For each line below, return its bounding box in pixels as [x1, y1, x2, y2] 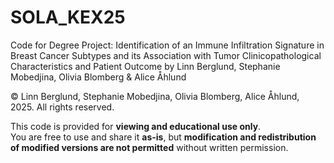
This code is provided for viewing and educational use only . [10, 120, 262, 132]
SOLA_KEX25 [10, 6, 126, 29]
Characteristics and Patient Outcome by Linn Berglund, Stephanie [10, 60, 281, 72]
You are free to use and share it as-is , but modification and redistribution [10, 131, 317, 143]
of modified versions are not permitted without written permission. [10, 141, 289, 153]
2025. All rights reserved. [10, 101, 115, 113]
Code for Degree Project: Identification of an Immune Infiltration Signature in [10, 39, 325, 51]
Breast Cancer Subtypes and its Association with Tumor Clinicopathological [10, 49, 322, 61]
